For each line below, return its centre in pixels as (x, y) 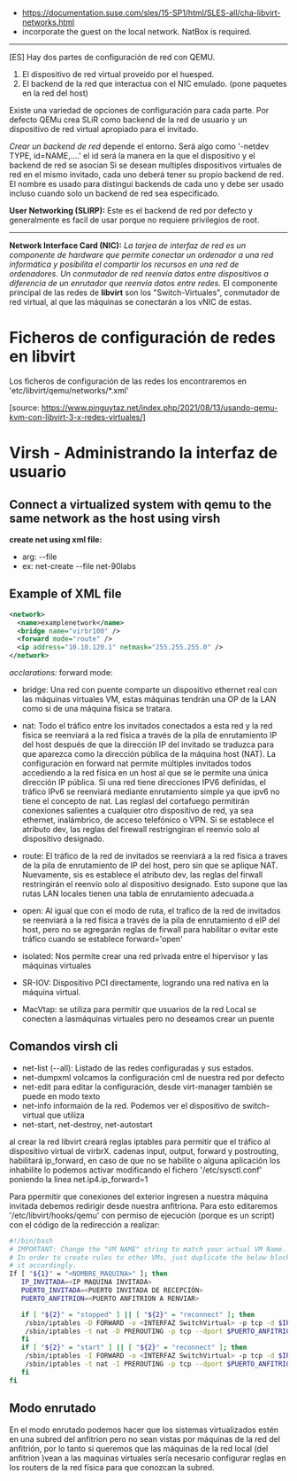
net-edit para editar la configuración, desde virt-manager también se (147, 1087)
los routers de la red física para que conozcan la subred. (112, 1467)
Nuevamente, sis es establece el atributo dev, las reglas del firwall (142, 875)
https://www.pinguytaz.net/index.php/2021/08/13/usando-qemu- (160, 408)
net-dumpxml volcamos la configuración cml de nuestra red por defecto (153, 1077)
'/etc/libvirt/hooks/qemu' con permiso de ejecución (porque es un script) (142, 1215)
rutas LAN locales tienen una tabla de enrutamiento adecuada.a (138, 893)
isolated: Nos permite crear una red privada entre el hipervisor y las (145, 956)
